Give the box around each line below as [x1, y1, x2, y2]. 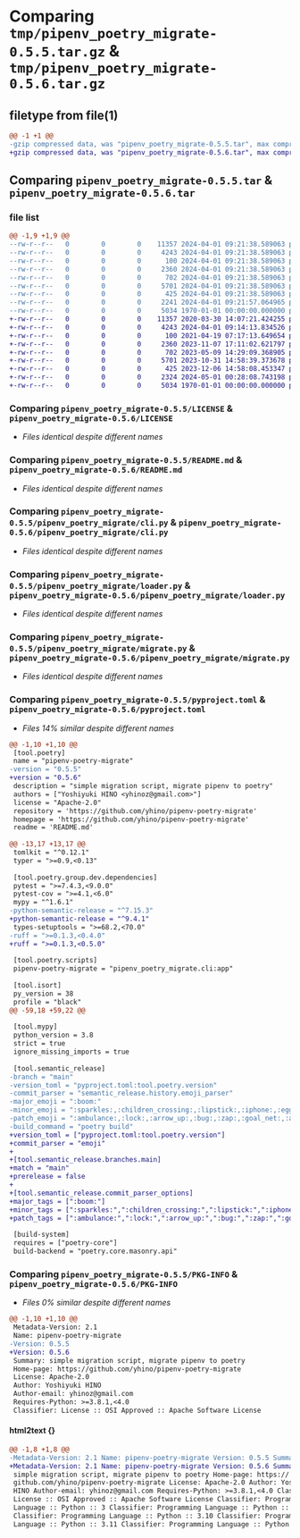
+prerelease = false [9, 1172, 87, 1181]
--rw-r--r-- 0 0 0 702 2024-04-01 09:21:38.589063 [9, 273, 286, 282]
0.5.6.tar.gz [9, 76, 105, 93]
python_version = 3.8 [12, 1030, 94, 1040]
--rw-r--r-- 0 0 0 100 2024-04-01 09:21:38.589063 [9, 256, 286, 265]
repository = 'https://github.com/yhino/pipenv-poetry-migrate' [12, 806, 257, 815]
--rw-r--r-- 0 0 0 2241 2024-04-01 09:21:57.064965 [9, 298, 286, 307]
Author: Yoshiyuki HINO [12, 1381, 102, 1391]
